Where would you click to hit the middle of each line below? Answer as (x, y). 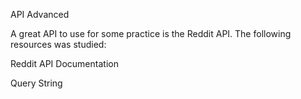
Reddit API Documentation (64, 63)
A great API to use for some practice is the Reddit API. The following (151, 33)
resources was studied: (58, 44)
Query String (36, 83)
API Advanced (40, 14)
